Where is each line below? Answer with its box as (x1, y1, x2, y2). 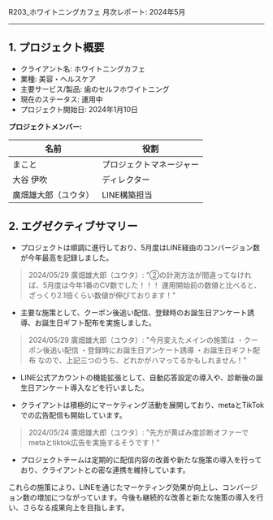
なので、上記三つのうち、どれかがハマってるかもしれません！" (37, 355, 247, 365)
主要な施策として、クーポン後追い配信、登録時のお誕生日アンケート (19, 307, 248, 317)
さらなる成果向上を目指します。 (22, 502, 129, 512)
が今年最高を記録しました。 (19, 253, 114, 262)
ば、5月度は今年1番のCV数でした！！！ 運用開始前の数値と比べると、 (28, 279, 262, 290)
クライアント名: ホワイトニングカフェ (19, 63, 146, 73)
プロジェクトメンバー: (8, 121, 83, 132)
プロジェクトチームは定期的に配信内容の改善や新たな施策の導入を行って (19, 454, 262, 465)
